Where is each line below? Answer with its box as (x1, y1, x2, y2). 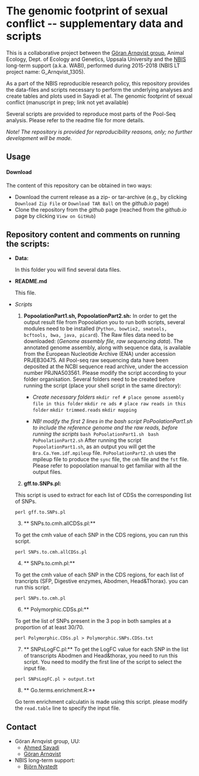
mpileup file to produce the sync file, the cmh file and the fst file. (32, 456, 189, 463)
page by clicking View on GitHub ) (14, 212, 96, 219)
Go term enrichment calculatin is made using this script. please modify (14, 699, 188, 706)
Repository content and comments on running (6, 229, 181, 240)
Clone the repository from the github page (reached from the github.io (14, 206, 187, 213)
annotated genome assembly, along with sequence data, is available (23, 344, 191, 351)
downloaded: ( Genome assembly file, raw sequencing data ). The (23, 338, 183, 345)
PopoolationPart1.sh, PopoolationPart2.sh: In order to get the (23, 312, 177, 319)
